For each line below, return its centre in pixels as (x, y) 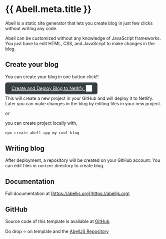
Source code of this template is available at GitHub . (58, 221)
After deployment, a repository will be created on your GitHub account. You (83, 160)
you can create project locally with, (41, 123)
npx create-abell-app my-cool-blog (42, 133)
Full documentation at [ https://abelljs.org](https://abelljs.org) (67, 193)
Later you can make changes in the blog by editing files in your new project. (83, 103)
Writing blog (25, 149)
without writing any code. (31, 28)
